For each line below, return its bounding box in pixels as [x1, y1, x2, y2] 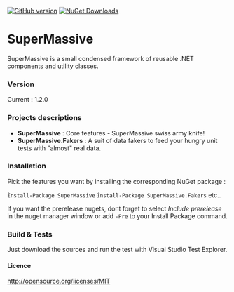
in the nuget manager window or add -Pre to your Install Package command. [7, 211, 228, 220]
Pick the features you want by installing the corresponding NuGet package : [7, 177, 226, 185]
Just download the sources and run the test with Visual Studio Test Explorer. [7, 246, 228, 254]
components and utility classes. [7, 62, 99, 70]
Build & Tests [7, 229, 53, 239]
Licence [7, 261, 32, 270]
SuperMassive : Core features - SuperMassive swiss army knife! [17, 128, 205, 137]
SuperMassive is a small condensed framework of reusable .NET [7, 54, 194, 62]
